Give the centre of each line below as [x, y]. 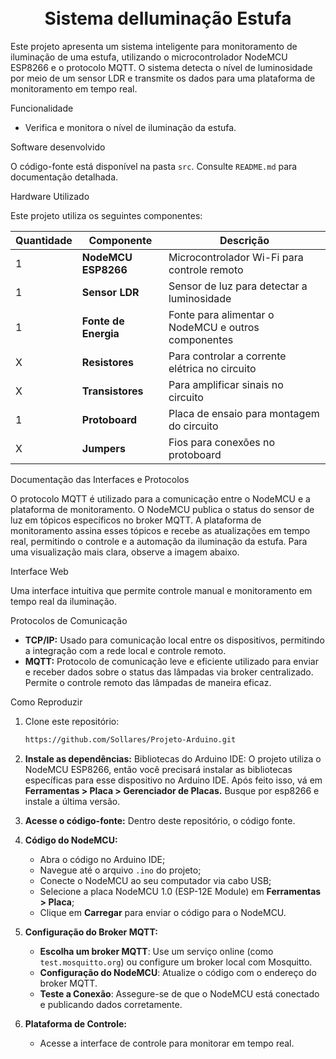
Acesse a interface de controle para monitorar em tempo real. [167, 1043]
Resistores [108, 362]
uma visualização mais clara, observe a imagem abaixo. [125, 552]
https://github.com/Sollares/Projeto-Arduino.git [130, 739]
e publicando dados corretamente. [111, 1004]
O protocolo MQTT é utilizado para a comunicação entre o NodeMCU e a [160, 498]
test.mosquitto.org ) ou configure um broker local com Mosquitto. [176, 962]
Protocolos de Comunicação [69, 620]
